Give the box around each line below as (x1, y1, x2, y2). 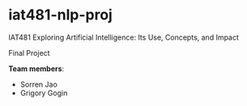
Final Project (8, 48, 50, 57)
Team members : (8, 63, 65, 74)
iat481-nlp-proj (8, 6, 113, 24)
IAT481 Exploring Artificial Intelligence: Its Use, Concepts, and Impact (8, 32, 239, 42)
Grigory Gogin (19, 87, 68, 98)
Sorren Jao (19, 79, 58, 89)
